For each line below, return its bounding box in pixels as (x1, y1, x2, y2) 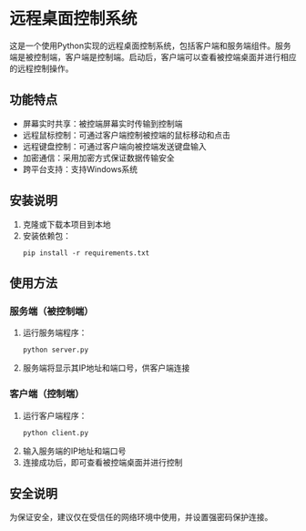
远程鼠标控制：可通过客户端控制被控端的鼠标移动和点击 (22, 129, 230, 140)
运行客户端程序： (22, 410, 87, 421)
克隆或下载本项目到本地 (22, 219, 111, 230)
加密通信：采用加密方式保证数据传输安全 (22, 152, 175, 163)
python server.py (22, 345, 89, 355)
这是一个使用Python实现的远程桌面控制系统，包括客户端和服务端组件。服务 (9, 40, 291, 51)
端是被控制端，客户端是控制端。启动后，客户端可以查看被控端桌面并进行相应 (9, 51, 297, 62)
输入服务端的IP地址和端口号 (22, 445, 127, 456)
